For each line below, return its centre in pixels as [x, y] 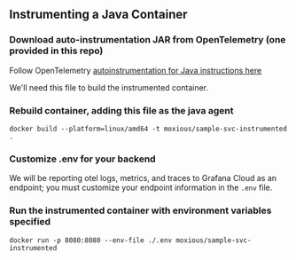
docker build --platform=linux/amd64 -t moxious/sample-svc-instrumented [148, 129]
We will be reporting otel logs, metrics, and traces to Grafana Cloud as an [143, 178]
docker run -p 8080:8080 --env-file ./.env [91, 240]
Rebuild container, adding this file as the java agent [121, 110]
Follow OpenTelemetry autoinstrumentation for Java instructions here [136, 70]
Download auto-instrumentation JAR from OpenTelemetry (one [148, 40]
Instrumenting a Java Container [98, 15]
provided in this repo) [56, 51]
